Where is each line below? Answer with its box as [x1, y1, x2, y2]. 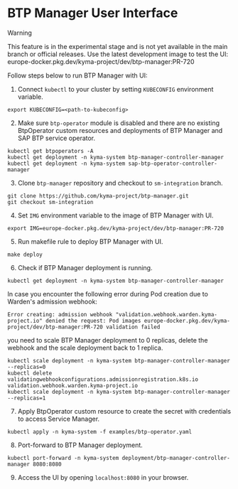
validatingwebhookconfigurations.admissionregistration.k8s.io [7, 375, 199, 383]
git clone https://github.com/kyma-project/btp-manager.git [7, 192, 190, 200]
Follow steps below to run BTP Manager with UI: [7, 71, 148, 80]
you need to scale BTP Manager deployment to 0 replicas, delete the [7, 335, 208, 344]
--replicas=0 [7, 363, 46, 370]
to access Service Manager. [17, 414, 100, 423]
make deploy [7, 251, 43, 258]
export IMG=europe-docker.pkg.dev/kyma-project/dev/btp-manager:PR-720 [7, 225, 224, 232]
